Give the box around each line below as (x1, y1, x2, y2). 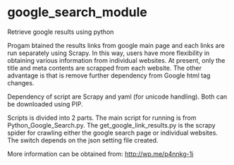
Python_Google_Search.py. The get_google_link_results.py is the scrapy (7, 121, 216, 129)
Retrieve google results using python (7, 28, 114, 36)
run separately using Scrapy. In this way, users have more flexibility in (7, 49, 210, 57)
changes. (7, 78, 35, 87)
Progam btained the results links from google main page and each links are (7, 41, 226, 49)
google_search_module (7, 4, 148, 20)
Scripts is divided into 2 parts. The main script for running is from (7, 114, 197, 122)
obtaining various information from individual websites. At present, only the (7, 56, 226, 64)
